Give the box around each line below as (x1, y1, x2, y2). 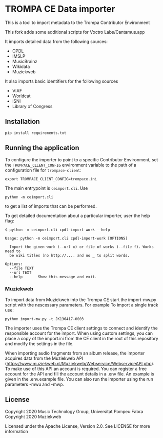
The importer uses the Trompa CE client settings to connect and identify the (5, 325, 158, 331)
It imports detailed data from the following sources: (5, 38, 108, 44)
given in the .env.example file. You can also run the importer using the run (5, 376, 154, 382)
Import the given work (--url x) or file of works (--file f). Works (9, 244, 154, 249)
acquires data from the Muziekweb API (5, 355, 83, 361)
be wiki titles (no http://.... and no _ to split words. (9, 253, 130, 258)
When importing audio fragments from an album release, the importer (5, 350, 145, 356)
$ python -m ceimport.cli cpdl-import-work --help (5, 227, 110, 232)
